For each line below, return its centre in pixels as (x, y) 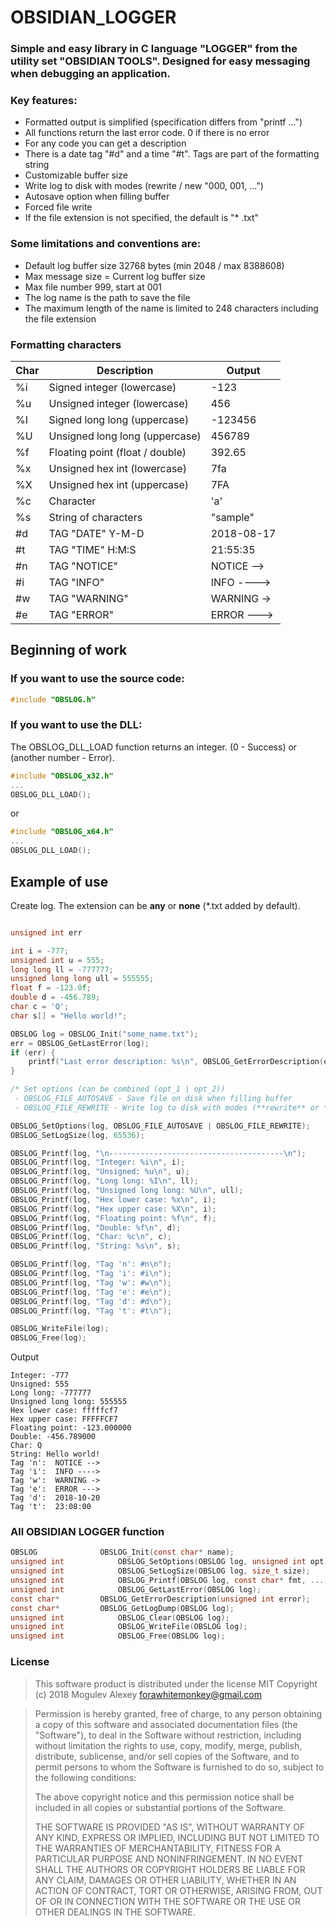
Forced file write (58, 207)
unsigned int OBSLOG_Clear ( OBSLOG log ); (120, 1617)
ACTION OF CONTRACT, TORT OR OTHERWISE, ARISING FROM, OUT (178, 1890)
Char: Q (26, 1446)
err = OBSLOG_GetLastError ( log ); (80, 1043)
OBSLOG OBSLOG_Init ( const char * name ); (122, 1552)
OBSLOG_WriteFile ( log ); (60, 1329)
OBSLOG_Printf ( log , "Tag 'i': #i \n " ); (91, 1274)
